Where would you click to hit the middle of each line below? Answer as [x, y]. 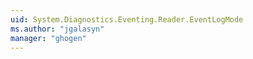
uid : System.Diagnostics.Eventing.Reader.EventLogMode [127, 19]
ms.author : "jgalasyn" [57, 29]
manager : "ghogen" [48, 38]
